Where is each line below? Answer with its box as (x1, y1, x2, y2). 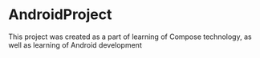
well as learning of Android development (8, 40, 142, 49)
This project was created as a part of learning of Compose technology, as (8, 32, 252, 41)
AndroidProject (8, 6, 112, 24)
